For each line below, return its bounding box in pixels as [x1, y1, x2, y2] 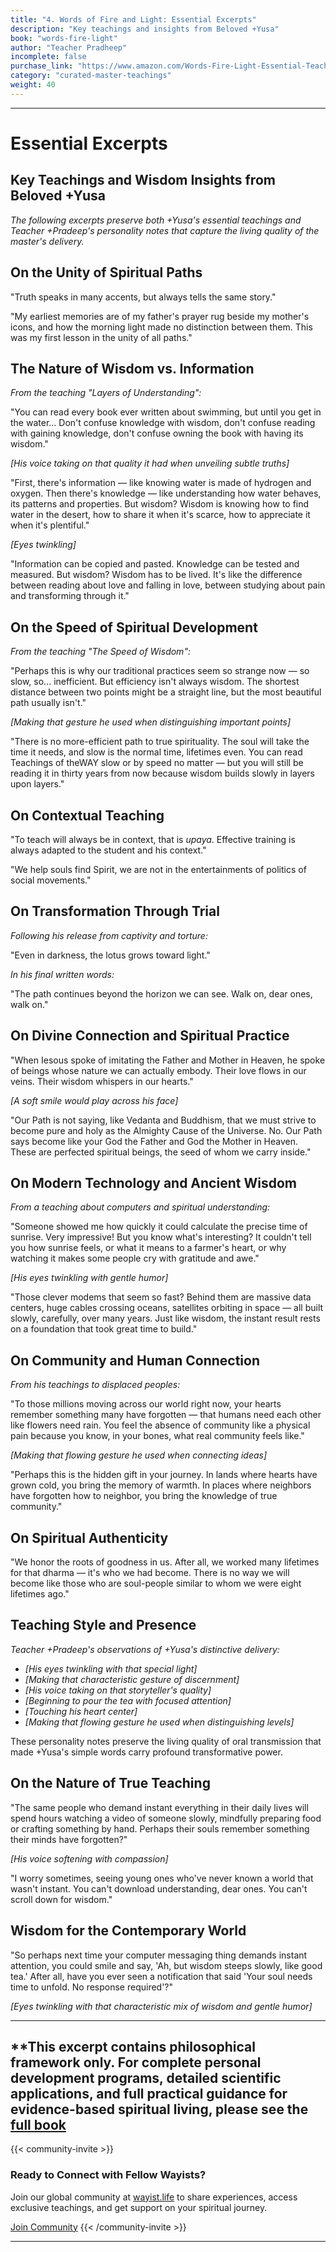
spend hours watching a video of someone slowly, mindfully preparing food [10, 1812, 322, 1824]
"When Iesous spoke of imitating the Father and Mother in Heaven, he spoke [10, 1054, 326, 1066]
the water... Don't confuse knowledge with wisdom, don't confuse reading [10, 417, 316, 429]
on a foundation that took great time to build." [10, 1323, 198, 1335]
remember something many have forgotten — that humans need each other [10, 1409, 322, 1421]
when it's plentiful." [10, 519, 90, 531]
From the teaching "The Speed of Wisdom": [10, 646, 191, 658]
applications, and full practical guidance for [10, 2085, 288, 2102]
